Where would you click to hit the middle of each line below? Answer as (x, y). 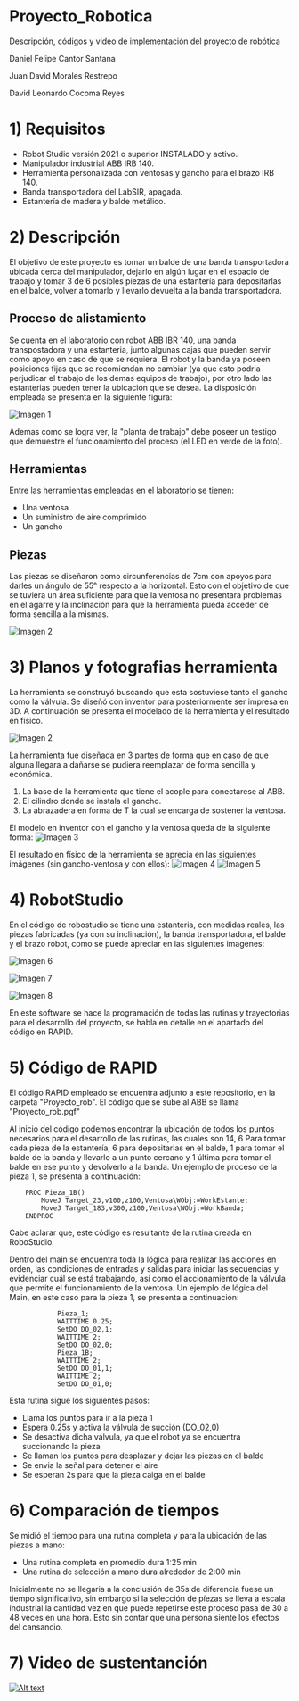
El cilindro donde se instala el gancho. (92, 801)
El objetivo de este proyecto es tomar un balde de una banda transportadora (149, 261)
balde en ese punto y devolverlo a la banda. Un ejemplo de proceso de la (143, 1167)
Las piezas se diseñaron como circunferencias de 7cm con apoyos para (141, 577)
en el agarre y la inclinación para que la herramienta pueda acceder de (139, 605)
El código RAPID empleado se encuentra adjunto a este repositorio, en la (142, 1093)
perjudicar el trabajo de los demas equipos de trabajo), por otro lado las (141, 378)
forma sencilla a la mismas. (59, 614)
